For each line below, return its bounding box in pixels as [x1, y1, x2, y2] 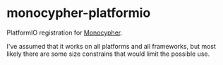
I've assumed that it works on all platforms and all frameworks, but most [6, 42, 217, 50]
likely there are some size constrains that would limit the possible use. [6, 49, 210, 58]
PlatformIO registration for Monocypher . [6, 28, 123, 37]
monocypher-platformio [6, 5, 151, 21]
